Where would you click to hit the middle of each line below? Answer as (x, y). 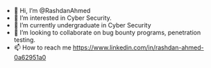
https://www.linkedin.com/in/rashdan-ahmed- (138, 47)
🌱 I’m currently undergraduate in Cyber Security (82, 25)
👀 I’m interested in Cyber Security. (63, 18)
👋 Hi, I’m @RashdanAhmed (52, 11)
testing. (25, 40)
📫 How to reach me (42, 47)
